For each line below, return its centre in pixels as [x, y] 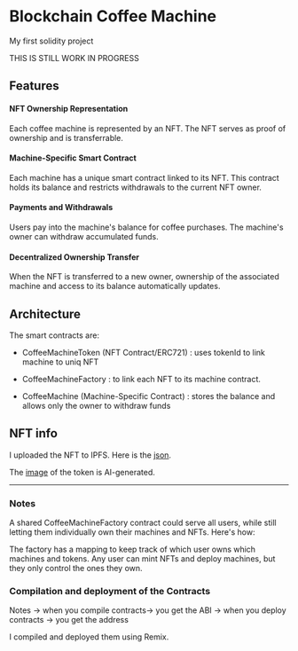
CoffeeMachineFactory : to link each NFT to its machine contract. [141, 379]
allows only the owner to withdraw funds [96, 405]
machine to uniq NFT [60, 362]
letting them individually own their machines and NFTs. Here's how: [132, 532]
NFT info [33, 433]
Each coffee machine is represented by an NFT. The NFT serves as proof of [148, 128]
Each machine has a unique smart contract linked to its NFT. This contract [144, 177]
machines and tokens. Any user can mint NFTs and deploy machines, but [142, 559]
